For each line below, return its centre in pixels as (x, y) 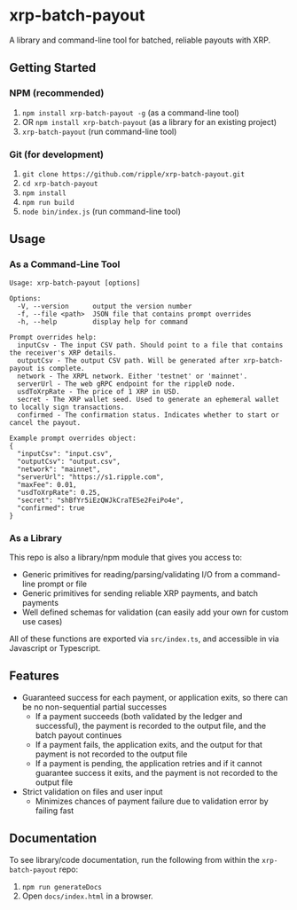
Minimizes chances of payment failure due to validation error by (152, 801)
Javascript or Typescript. (55, 647)
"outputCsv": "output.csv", (69, 461)
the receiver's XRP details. (63, 353)
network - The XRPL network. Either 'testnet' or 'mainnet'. (133, 376)
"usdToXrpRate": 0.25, (59, 492)
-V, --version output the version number (105, 306)
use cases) (42, 621)
